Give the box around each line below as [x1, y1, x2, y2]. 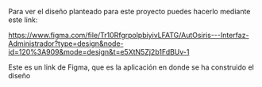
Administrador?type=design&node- [8, 39, 124, 48]
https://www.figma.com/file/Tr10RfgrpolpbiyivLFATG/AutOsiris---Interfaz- [8, 31, 249, 40]
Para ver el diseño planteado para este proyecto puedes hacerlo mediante [8, 7, 251, 16]
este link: [8, 15, 38, 25]
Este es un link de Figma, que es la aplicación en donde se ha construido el [8, 62, 254, 72]
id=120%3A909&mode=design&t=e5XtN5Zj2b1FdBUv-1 [8, 47, 190, 56]
